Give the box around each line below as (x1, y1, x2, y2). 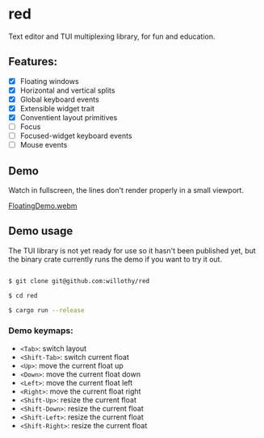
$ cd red (8, 291, 38, 299)
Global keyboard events (19, 94, 99, 104)
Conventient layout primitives (19, 113, 118, 122)
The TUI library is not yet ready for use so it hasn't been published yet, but (8, 245, 256, 255)
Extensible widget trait (19, 103, 95, 113)
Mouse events (19, 140, 68, 150)
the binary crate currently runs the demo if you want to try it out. (8, 254, 223, 264)
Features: (8, 55, 58, 69)
